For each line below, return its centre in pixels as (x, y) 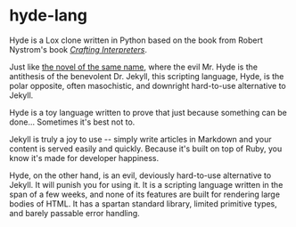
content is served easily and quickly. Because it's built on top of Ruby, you (146, 149)
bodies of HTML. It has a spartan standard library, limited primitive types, (144, 203)
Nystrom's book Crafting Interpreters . (78, 49)
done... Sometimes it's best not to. (72, 122)
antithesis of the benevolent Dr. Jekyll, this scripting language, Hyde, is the (147, 76)
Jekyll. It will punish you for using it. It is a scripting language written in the (146, 184)
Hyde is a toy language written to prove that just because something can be (148, 112)
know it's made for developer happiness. (84, 158)
